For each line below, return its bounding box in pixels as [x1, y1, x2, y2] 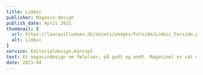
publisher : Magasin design [6, 15, 74, 21]
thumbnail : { [6, 25, 39, 32]
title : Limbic [6, 8, 42, 15]
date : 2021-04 [6, 59, 42, 65]
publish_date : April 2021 [6, 20, 71, 26]
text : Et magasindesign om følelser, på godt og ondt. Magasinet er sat [6, 54, 193, 60]
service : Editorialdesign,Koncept [6, 48, 94, 54]
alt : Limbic [11, 37, 42, 43]
